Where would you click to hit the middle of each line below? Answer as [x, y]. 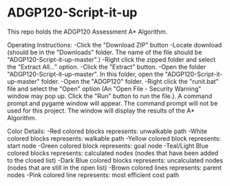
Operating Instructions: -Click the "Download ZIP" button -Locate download [115, 45]
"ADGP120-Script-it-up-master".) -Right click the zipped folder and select [111, 59]
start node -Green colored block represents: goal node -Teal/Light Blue [108, 146]
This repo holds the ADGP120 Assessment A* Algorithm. [87, 32]
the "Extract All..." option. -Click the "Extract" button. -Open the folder [107, 67]
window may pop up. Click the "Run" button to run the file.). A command [109, 96]
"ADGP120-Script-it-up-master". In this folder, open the [85, 74]
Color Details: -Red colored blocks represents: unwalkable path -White [107, 131]
